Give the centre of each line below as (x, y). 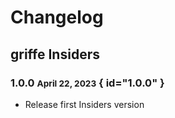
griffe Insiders (55, 54)
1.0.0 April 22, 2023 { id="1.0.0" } (87, 83)
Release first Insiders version (84, 104)
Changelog (57, 17)
